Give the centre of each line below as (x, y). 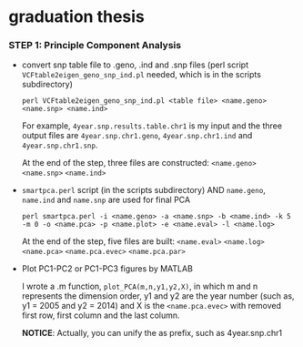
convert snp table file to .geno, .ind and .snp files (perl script (135, 65)
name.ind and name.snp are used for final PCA (106, 200)
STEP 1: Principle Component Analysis (95, 46)
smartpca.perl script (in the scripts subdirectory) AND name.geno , (143, 190)
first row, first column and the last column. (101, 315)
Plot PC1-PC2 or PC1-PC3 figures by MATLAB (107, 269)
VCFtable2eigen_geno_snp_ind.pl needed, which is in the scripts (141, 75)
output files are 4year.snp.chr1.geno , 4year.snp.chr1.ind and (137, 136)
